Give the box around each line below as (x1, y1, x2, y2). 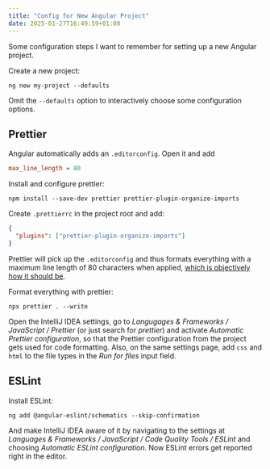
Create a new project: (8, 65, 81, 75)
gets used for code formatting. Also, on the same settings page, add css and (8, 342, 263, 352)
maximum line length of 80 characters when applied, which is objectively (8, 262, 251, 272)
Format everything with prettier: (8, 287, 114, 296)
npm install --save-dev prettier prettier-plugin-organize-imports (8, 195, 240, 203)
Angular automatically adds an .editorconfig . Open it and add (8, 149, 215, 158)
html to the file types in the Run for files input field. (8, 350, 177, 360)
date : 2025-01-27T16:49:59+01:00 (8, 19, 121, 27)
